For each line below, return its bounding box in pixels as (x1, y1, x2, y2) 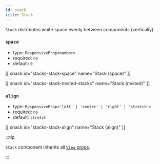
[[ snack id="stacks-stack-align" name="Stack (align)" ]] (5, 124, 126, 131)
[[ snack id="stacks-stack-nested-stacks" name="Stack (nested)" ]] (5, 80, 150, 86)
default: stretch (12, 114, 47, 120)
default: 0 (12, 60, 33, 67)
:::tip (5, 134, 15, 140)
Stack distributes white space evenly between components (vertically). (5, 26, 155, 32)
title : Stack (5, 12, 33, 17)
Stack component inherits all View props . (5, 144, 91, 150)
